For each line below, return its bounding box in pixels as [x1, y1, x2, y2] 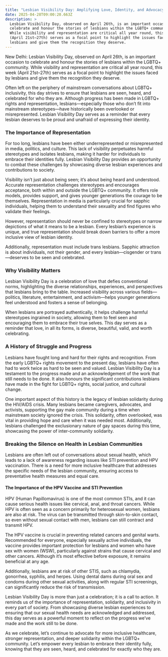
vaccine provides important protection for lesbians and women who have [5, 542, 156, 548]
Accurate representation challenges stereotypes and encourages [5, 182, 139, 188]
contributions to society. [5, 167, 55, 173]
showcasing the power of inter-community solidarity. [5, 428, 114, 434]
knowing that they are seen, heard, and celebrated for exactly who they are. [5, 646, 161, 652]
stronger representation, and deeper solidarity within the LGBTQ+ [5, 635, 140, 641]
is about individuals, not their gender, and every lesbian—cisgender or [5, 249, 150, 255]
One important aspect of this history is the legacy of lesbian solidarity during [5, 396, 163, 402]
